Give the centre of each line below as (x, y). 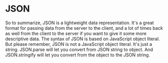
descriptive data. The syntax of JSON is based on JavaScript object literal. (82, 39)
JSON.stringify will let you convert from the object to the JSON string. (78, 55)
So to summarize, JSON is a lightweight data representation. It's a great (79, 23)
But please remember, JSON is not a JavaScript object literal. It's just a (79, 44)
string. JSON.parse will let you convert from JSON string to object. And (79, 49)
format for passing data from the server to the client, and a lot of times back (84, 28)
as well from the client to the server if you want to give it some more (76, 33)
